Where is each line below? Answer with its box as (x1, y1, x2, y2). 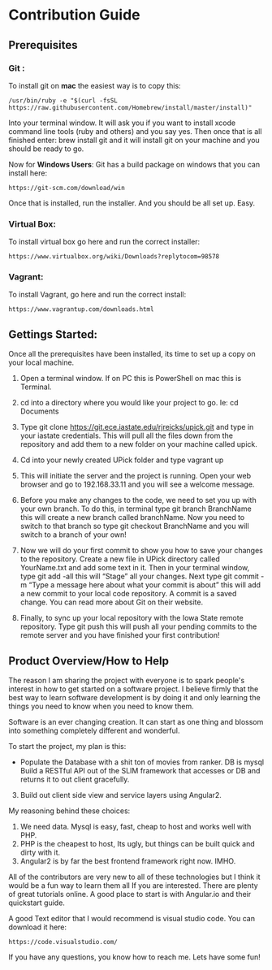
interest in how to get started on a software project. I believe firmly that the (8, 684, 259, 694)
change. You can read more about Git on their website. (19, 597, 204, 607)
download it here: (8, 922, 67, 932)
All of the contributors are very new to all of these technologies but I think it (8, 872, 261, 882)
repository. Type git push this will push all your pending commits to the (19, 621, 257, 631)
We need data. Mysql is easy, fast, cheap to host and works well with (19, 822, 252, 832)
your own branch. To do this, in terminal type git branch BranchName (19, 504, 252, 513)
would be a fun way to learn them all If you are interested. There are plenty (8, 881, 258, 890)
